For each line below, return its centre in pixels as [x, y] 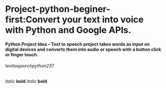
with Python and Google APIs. [68, 30]
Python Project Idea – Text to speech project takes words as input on [78, 44]
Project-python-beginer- [58, 9]
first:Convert [33, 20]
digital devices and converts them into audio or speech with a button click [83, 49]
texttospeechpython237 [30, 66]
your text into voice [103, 20]
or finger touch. [22, 54]
